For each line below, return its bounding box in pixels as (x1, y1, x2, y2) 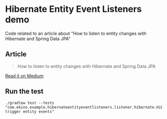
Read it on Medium (5, 73, 44, 79)
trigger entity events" (5, 109, 55, 114)
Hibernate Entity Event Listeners (5, 3, 142, 15)
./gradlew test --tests (5, 100, 55, 105)
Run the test (5, 87, 44, 96)
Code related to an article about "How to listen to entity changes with (5, 30, 147, 36)
